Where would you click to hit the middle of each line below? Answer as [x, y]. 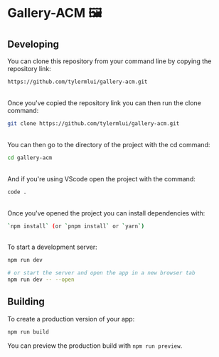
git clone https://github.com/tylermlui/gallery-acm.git [94, 123]
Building [26, 302]
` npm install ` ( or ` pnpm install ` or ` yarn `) [76, 226]
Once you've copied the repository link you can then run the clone [104, 102]
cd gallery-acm [30, 158]
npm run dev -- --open [41, 280]
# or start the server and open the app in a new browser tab [101, 273]
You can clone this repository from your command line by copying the [109, 61]
